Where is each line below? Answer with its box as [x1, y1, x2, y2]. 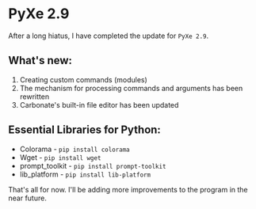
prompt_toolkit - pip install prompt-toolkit [19, 161, 166, 170]
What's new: [8, 54, 73, 67]
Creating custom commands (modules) [19, 74, 148, 84]
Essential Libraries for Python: [8, 123, 161, 137]
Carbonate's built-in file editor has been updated [19, 100, 179, 109]
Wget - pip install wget [19, 152, 101, 162]
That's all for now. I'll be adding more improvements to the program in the [8, 184, 248, 194]
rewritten [19, 92, 50, 101]
